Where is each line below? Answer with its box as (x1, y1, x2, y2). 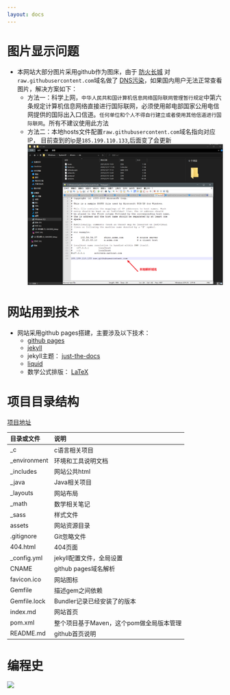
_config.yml (10, 553, 43, 561)
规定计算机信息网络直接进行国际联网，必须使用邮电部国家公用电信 (33, 101, 220, 110)
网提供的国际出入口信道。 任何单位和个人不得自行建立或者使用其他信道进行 (27, 110, 217, 118)
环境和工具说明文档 (53, 456, 108, 465)
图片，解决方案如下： (16, 84, 77, 92)
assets (10, 521, 29, 529)
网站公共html (53, 468, 91, 476)
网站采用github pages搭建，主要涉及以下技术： (16, 329, 151, 337)
